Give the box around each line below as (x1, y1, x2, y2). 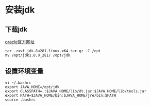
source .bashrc (5, 97, 36, 102)
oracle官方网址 (5, 39, 35, 45)
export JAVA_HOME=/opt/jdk (5, 84, 60, 90)
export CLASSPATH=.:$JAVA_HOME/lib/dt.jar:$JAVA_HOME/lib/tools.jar (5, 89, 147, 93)
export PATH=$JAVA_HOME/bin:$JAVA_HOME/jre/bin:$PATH (5, 93, 117, 98)
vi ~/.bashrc (5, 80, 32, 85)
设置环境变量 (5, 67, 44, 76)
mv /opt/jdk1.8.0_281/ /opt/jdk (5, 53, 70, 58)
